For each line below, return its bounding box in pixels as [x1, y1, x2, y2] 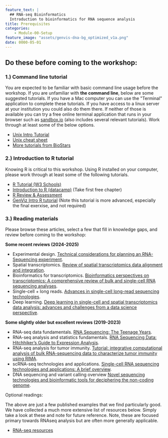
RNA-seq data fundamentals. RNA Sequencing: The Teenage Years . [12, 329, 152, 335]
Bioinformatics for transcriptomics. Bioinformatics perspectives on [12, 272, 149, 278]
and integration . [12, 267, 45, 273]
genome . [12, 382, 31, 388]
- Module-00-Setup [14, 31, 52, 36]
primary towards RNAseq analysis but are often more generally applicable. [5, 417, 158, 423]
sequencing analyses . [12, 283, 58, 289]
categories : [5, 26, 30, 31]
